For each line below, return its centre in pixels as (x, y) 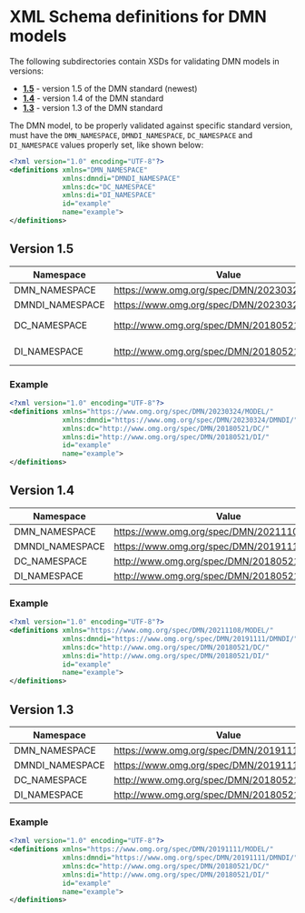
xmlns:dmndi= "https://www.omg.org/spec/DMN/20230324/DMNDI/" (180, 420)
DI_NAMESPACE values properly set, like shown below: (107, 145)
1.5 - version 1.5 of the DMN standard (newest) (110, 88)
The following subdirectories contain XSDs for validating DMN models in (144, 61)
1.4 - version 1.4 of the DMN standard (93, 98)
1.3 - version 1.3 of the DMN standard (93, 107)
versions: (26, 71)
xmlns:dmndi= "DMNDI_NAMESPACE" (121, 178)
